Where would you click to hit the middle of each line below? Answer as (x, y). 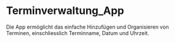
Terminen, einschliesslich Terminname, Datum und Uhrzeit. (77, 33)
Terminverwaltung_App (65, 11)
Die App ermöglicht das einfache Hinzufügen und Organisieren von (87, 27)
